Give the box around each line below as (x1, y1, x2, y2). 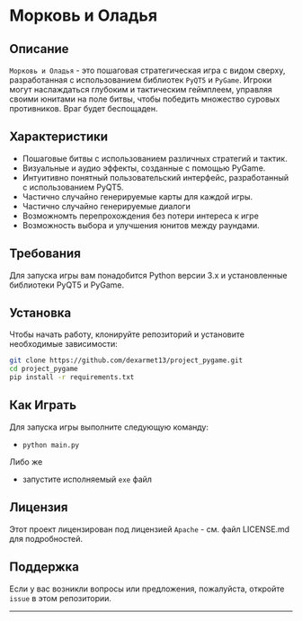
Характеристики (9, 129, 109, 145)
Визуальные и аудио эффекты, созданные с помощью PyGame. (22, 163, 266, 173)
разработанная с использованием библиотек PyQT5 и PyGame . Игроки (9, 75, 272, 85)
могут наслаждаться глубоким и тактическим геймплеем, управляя (9, 84, 272, 94)
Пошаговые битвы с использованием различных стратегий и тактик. (22, 153, 288, 164)
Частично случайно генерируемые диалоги (22, 200, 191, 211)
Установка (9, 306, 72, 321)
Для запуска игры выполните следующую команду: (9, 421, 209, 432)
